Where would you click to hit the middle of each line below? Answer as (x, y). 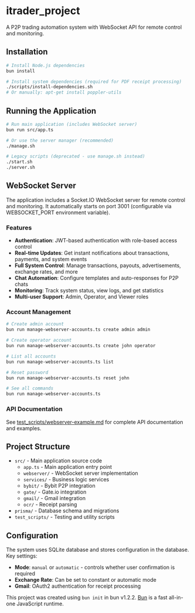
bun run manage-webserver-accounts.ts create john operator (81, 346)
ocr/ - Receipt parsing (50, 505)
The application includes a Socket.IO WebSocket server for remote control (96, 200)
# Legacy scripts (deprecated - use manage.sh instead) (76, 156)
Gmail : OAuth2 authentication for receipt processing (78, 586)
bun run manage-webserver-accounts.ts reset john (68, 378)
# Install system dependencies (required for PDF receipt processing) (94, 81)
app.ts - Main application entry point (68, 467)
